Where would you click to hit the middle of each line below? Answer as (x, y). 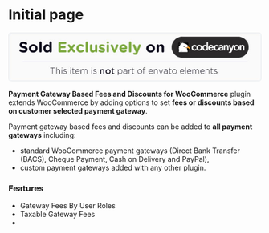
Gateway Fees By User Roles (68, 206)
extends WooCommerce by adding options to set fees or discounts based (131, 102)
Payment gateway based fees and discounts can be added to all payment (130, 127)
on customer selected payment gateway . (78, 111)
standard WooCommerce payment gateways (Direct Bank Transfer (130, 151)
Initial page (46, 15)
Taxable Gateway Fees (57, 215)
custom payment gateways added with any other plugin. (113, 168)
